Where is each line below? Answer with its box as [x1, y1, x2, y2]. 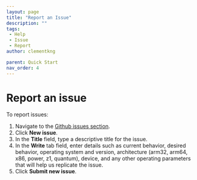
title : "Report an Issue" [6, 15, 72, 21]
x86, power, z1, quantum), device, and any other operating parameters [15, 155, 191, 162]
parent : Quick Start [6, 59, 59, 65]
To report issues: [6, 111, 48, 118]
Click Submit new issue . [15, 168, 77, 175]
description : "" [6, 20, 47, 26]
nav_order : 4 [6, 65, 39, 71]
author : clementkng [6, 48, 56, 55]
